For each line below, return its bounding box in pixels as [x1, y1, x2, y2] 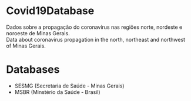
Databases [6, 63, 60, 76]
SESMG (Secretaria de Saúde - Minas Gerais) [14, 82, 125, 89]
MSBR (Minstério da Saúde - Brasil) [14, 88, 101, 95]
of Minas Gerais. [6, 42, 46, 49]
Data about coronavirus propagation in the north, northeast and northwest [6, 36, 186, 43]
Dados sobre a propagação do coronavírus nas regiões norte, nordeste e [6, 23, 183, 31]
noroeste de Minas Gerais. [6, 29, 70, 36]
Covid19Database [6, 4, 95, 18]
